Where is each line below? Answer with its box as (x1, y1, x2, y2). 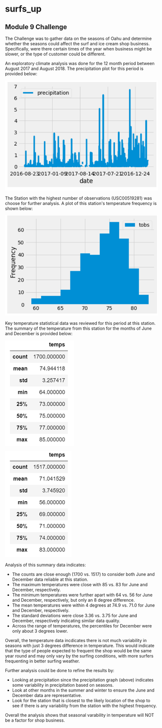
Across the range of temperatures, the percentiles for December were (12, 623, 152, 629)
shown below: (5, 205, 33, 212)
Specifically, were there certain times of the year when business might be (5, 46, 152, 51)
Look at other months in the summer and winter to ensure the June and (12, 687, 155, 693)
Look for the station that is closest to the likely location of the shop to (12, 698, 150, 704)
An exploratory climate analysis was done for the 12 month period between (5, 61, 155, 66)
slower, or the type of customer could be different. (5, 51, 106, 57)
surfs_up (5, 3, 42, 15)
